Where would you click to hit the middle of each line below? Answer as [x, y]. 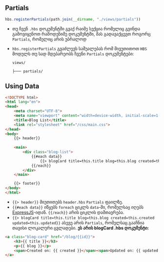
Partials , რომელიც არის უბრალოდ [49, 39]
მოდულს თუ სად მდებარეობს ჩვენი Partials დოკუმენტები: [73, 54]
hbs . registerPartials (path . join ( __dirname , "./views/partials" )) [73, 19]
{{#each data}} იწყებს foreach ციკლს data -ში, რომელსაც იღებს [78, 207]
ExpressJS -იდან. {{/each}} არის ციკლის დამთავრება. [68, 212]
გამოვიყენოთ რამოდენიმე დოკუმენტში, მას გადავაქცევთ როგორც [81, 34]
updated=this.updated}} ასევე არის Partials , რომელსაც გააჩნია [78, 222]
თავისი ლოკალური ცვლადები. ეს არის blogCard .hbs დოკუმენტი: [80, 228]
